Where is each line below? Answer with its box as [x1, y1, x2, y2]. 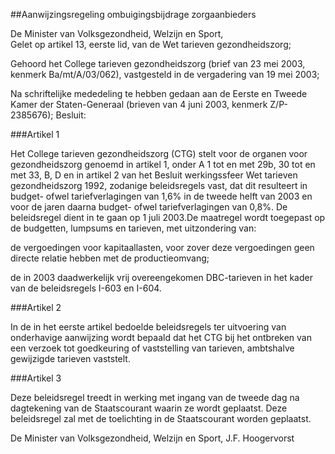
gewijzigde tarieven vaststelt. [10, 353, 131, 364]
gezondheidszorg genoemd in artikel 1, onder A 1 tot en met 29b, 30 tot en [10, 159, 316, 170]
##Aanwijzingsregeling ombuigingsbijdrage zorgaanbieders [10, 9, 257, 20]
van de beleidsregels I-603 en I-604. [10, 282, 162, 294]
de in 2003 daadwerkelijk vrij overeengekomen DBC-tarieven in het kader [10, 272, 313, 283]
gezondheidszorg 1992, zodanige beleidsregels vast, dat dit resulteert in [10, 180, 308, 191]
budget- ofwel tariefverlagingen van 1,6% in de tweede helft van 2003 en [10, 190, 313, 202]
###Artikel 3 [10, 372, 62, 384]
